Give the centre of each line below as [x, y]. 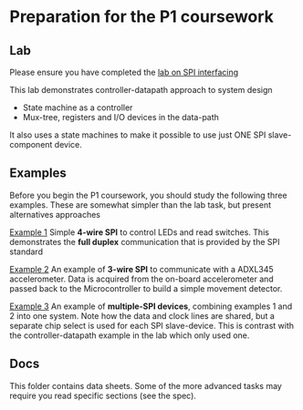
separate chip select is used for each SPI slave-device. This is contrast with [152, 325]
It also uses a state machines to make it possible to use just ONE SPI [138, 135]
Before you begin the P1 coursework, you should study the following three [148, 195]
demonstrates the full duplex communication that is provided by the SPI [145, 241]
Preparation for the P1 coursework [141, 17]
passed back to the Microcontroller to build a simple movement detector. [146, 288]
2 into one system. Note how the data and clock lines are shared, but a [142, 315]
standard [26, 251]
